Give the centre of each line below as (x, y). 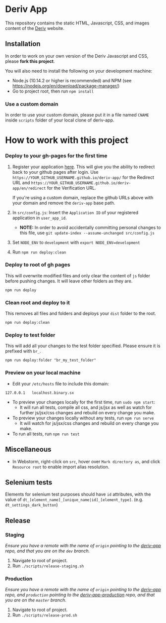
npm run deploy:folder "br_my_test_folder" (51, 360)
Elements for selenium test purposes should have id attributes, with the (78, 495)
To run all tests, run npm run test (46, 434)
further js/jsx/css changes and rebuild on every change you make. (87, 412)
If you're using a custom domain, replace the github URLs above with (83, 197)
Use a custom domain (32, 104)
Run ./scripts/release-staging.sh (48, 566)
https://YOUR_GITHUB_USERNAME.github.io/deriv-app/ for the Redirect (83, 177)
